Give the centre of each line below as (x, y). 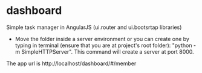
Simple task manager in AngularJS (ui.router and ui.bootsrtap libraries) (94, 27)
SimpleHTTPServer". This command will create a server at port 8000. (108, 51)
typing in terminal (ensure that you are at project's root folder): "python (103, 45)
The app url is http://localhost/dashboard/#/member (71, 63)
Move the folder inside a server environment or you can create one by (102, 39)
